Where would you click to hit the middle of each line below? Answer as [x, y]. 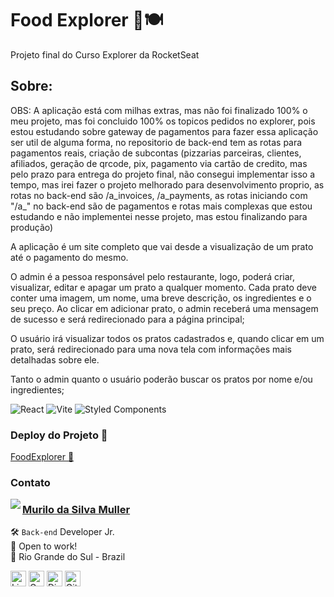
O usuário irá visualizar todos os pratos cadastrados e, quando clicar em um [167, 338]
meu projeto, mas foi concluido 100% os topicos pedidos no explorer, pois [163, 121]
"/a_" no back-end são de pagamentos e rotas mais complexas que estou [161, 206]
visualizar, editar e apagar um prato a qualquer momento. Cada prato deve [163, 287]
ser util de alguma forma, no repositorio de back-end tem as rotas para [156, 142]
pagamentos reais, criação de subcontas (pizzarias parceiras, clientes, [156, 153]
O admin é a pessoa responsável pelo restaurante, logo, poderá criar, [153, 276]
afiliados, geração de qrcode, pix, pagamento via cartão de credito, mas [159, 163]
